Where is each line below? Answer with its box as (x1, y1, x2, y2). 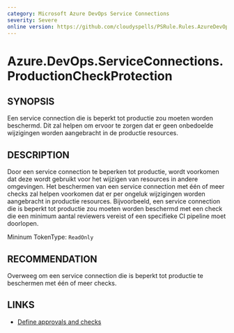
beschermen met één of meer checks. (7, 279, 117, 287)
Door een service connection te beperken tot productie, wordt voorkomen (7, 168, 219, 176)
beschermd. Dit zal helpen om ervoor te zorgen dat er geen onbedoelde (7, 121, 214, 130)
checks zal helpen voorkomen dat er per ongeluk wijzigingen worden (7, 189, 205, 199)
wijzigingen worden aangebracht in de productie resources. (7, 129, 179, 137)
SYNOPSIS (7, 95, 55, 107)
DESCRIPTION (7, 149, 70, 161)
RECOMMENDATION (7, 253, 97, 265)
